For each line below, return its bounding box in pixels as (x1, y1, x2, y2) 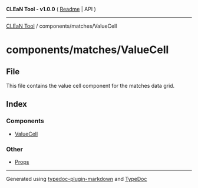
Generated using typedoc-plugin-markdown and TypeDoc (6, 175, 147, 182)
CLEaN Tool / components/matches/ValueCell (6, 22, 117, 29)
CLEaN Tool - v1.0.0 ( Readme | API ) (6, 6, 96, 12)
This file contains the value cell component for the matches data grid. (6, 83, 175, 89)
